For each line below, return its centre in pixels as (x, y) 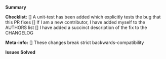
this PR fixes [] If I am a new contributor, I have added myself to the (75, 22)
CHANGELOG (19, 33)
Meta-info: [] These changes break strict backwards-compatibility (75, 42)
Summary (16, 7)
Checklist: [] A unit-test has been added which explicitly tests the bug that (83, 17)
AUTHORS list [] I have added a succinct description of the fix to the (76, 27)
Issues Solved (20, 52)
